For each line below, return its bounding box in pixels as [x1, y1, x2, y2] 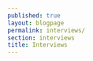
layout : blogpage [7, 19, 65, 27]
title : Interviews [7, 41, 68, 49]
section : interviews [7, 33, 76, 42]
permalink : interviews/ [7, 26, 86, 34]
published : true [7, 11, 61, 20]
